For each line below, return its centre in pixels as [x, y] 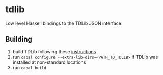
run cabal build [30, 67]
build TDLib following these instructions [54, 51]
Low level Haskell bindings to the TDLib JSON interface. [64, 23]
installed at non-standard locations [49, 62]
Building [19, 39]
